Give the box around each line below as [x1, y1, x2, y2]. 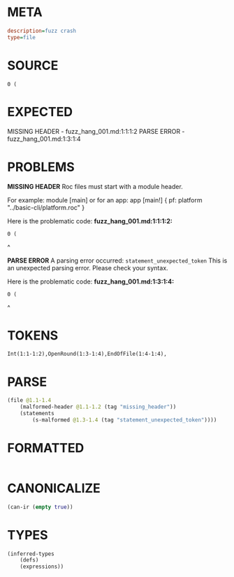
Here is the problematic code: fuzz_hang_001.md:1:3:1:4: [7, 277, 175, 286]
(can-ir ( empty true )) [7, 503, 73, 510]
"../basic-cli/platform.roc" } [7, 203, 85, 211]
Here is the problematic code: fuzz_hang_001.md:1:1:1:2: [7, 216, 173, 225]
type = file [7, 34, 36, 41]
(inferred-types [7, 550, 54, 557]
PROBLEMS [7, 159, 75, 175]
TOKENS [7, 327, 59, 343]
